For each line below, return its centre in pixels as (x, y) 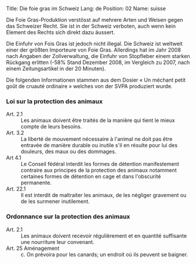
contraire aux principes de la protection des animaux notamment (99, 170)
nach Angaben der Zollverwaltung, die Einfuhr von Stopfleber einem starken (98, 56)
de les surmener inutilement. (55, 201)
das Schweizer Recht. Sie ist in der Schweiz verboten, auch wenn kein (91, 26)
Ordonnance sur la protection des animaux (68, 216)
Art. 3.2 (15, 133)
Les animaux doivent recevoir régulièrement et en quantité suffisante (104, 236)
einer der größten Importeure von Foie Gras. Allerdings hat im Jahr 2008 (94, 50)
